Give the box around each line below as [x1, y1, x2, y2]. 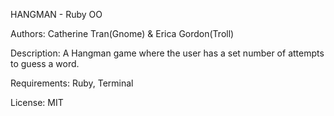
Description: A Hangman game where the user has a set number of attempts [10, 47, 325, 59]
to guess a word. [10, 58, 80, 69]
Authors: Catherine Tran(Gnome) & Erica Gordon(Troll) [10, 28, 235, 39]
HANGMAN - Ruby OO [10, 9, 103, 20]
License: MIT [10, 97, 64, 108]
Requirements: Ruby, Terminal [10, 77, 134, 89]
